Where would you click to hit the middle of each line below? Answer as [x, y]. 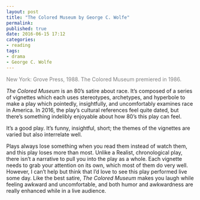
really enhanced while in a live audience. [56, 190]
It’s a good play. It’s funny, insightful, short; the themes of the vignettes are [98, 128]
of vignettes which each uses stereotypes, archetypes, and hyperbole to [96, 97]
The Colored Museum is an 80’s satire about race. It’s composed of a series [99, 91]
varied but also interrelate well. [44, 134]
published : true [26, 29]
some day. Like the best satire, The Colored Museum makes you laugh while [100, 178]
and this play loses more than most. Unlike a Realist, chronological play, [94, 152]
